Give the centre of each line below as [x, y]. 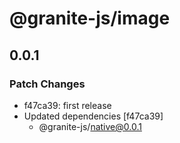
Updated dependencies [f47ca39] [93, 116]
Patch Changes [47, 84]
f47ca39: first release [67, 105]
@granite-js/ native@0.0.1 [90, 126]
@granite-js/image [90, 18]
